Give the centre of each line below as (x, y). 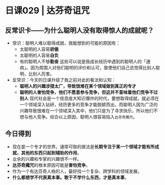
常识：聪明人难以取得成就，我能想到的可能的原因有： (66, 43)
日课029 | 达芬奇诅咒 (48, 11)
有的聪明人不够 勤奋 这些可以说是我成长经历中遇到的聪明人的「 (83, 62)
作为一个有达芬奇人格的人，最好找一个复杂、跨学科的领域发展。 (77, 171)
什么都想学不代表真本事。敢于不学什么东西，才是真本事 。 (70, 177)
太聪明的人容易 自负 (39, 55)
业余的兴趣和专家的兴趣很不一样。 (47, 159)
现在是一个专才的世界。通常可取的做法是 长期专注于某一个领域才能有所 (83, 147)
